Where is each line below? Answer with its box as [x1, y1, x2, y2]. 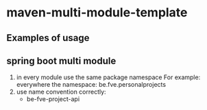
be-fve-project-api [26, 95, 80, 103]
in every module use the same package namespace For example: [16, 73, 201, 81]
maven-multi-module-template [6, 5, 188, 20]
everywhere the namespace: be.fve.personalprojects [16, 81, 166, 89]
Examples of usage [6, 32, 90, 44]
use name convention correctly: [16, 87, 107, 96]
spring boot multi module [6, 55, 117, 66]
